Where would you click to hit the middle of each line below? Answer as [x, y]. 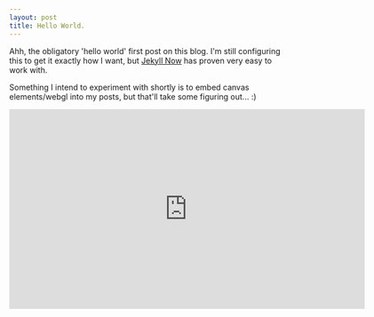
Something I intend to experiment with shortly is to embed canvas [129, 87]
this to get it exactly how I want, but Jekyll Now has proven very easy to [141, 60]
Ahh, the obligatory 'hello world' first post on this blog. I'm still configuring [145, 51]
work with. [28, 70]
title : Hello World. [48, 26]
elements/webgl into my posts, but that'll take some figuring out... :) [133, 96]
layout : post [33, 17]
